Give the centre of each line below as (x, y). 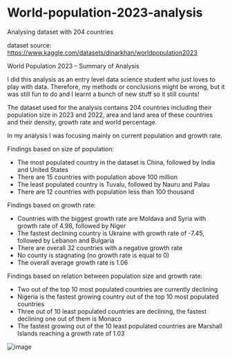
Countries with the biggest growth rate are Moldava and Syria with (112, 218)
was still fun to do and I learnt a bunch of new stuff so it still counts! (103, 94)
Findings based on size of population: (60, 149)
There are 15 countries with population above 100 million (97, 177)
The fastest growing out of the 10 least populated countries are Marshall (120, 326)
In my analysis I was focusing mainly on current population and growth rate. (115, 135)
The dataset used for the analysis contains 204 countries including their (109, 107)
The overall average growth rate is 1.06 (72, 262)
